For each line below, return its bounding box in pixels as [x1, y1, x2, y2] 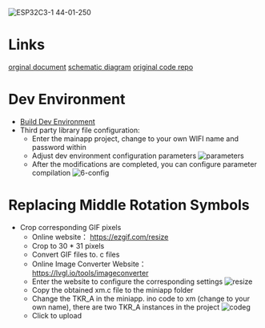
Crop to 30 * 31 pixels [31, 241, 105, 250]
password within [31, 142, 86, 152]
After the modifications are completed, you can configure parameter [31, 159, 258, 168]
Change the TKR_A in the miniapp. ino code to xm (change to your [31, 294, 251, 303]
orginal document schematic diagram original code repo [8, 62, 194, 71]
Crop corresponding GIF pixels [19, 222, 122, 232]
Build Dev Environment [19, 116, 96, 126]
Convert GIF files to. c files [31, 249, 120, 259]
